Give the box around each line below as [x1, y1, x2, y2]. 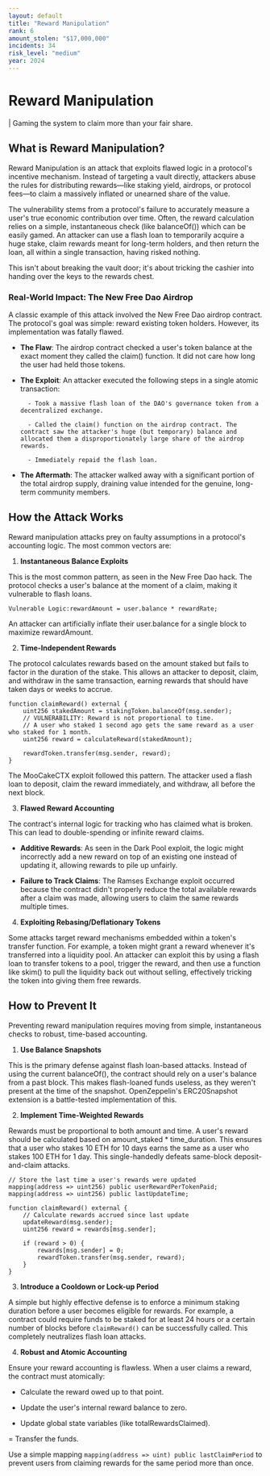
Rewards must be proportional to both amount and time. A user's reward [8, 1126, 248, 1136]
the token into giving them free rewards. [8, 975, 142, 985]
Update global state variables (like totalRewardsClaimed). [19, 1418, 211, 1428]
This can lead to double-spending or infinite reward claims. [8, 828, 205, 837]
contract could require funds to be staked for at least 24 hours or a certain [8, 1314, 255, 1324]
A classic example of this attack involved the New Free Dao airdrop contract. [8, 310, 263, 319]
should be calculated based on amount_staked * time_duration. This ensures [8, 1134, 263, 1144]
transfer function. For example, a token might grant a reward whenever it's [8, 941, 255, 951]
